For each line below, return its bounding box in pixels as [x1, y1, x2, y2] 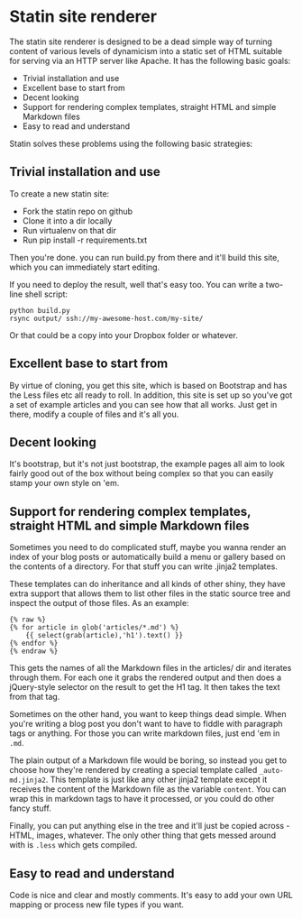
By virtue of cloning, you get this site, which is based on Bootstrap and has [9, 380, 288, 391]
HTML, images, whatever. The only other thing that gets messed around [9, 830, 277, 841]
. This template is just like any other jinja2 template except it [45, 774, 268, 786]
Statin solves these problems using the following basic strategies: [9, 138, 253, 149]
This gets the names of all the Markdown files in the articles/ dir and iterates [9, 663, 292, 674]
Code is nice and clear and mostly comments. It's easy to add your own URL [9, 890, 293, 900]
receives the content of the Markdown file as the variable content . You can [9, 784, 287, 795]
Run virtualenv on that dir [22, 225, 117, 235]
